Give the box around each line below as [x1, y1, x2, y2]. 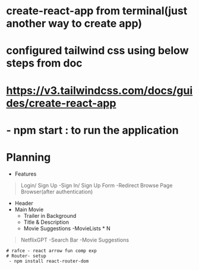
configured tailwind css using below [6, 44, 189, 58]
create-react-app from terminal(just [6, 4, 188, 18]
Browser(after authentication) [20, 188, 93, 195]
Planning [6, 150, 51, 164]
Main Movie [14, 206, 44, 213]
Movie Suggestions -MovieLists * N [23, 224, 111, 232]
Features [14, 170, 37, 177]
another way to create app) [6, 17, 143, 30]
